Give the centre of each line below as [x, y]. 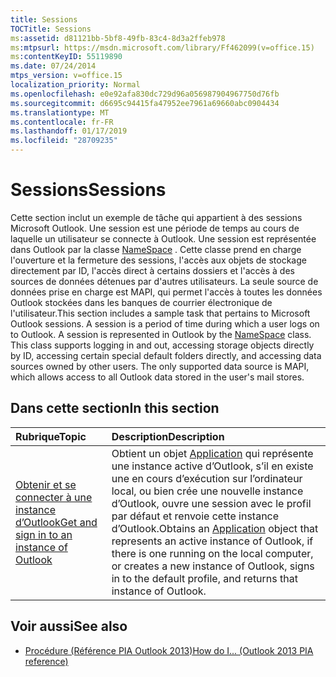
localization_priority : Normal [75, 85]
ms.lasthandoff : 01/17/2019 [69, 131]
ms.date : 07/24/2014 [53, 66]
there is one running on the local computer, [212, 553]
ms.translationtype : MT [60, 112]
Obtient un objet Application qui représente [212, 453]
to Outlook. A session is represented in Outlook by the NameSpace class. [161, 334]
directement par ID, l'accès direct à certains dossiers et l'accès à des [152, 270]
